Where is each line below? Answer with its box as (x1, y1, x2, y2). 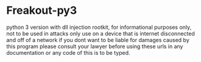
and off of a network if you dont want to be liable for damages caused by (6, 36, 190, 43)
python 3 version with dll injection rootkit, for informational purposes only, (6, 23, 192, 31)
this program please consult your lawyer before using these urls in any (6, 43, 183, 50)
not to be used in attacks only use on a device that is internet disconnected (6, 29, 195, 37)
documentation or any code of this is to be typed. (6, 49, 130, 56)
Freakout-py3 (6, 4, 77, 17)
